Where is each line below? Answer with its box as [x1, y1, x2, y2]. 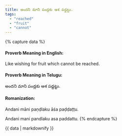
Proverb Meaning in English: [5, 50, 64, 56]
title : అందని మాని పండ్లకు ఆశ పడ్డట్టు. [5, 7, 73, 12]
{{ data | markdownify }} [5, 125, 54, 131]
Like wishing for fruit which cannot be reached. [5, 61, 100, 67]
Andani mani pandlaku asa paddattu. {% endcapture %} [5, 115, 118, 121]
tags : [5, 12, 16, 17]
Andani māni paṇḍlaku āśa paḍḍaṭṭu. [5, 106, 79, 112]
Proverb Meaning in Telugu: [5, 72, 62, 78]
